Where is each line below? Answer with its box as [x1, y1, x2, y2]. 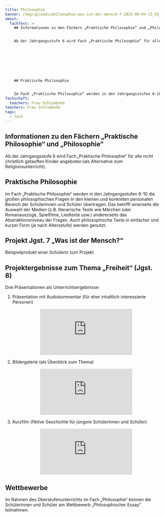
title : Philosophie [5, 7, 45, 12]
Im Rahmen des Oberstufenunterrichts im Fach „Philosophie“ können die [5, 496, 151, 502]
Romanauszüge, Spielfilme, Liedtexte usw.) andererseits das [5, 212, 127, 218]
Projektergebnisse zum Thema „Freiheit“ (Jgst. [5, 263, 153, 272]
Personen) [12, 299, 33, 305]
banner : [5, 12, 21, 17]
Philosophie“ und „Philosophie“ [5, 140, 104, 148]
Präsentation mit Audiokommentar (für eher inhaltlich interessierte [12, 294, 146, 300]
